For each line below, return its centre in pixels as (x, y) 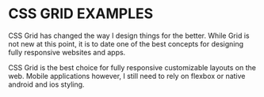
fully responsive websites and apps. (67, 52)
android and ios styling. (46, 84)
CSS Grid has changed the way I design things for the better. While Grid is (129, 35)
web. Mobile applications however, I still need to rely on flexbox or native (127, 76)
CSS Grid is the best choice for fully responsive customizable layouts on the (132, 67)
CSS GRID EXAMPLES (81, 14)
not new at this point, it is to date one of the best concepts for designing (126, 43)
